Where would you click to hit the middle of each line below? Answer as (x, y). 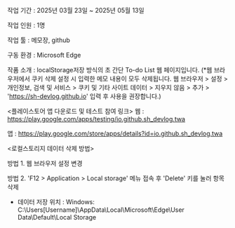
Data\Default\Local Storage (57, 217)
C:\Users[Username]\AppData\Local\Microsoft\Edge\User (101, 210)
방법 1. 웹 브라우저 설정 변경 (45, 163)
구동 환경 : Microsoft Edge (44, 55)
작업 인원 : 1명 (26, 25)
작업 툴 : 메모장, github (39, 40)
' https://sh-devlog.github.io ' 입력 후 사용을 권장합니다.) (84, 96)
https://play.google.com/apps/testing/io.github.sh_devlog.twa (96, 119)
